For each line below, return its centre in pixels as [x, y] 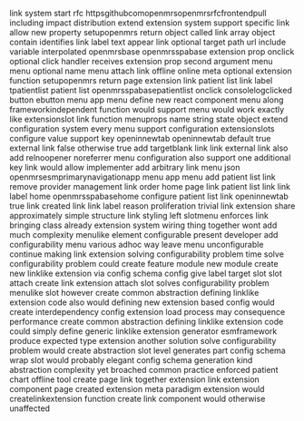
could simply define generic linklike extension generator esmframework [143, 331]
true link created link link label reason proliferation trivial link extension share [152, 206]
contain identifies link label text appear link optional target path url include [148, 42]
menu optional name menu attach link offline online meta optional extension [151, 71]
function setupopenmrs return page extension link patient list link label [141, 80]
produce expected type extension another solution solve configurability [143, 341]
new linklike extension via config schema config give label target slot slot [146, 273]
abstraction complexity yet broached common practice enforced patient [144, 370]
